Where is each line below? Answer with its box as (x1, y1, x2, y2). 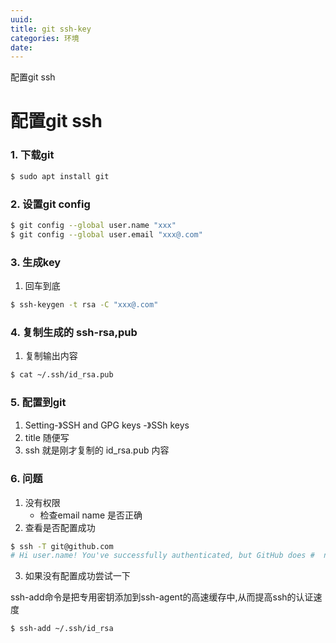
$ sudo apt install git (10, 171, 110, 181)
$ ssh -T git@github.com (10, 541, 114, 551)
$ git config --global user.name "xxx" (10, 220, 177, 230)
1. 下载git (10, 148, 55, 162)
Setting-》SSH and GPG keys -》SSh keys (24, 419, 190, 431)
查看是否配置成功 (24, 521, 96, 533)
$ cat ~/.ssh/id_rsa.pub (10, 370, 114, 380)
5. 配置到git (10, 395, 67, 409)
